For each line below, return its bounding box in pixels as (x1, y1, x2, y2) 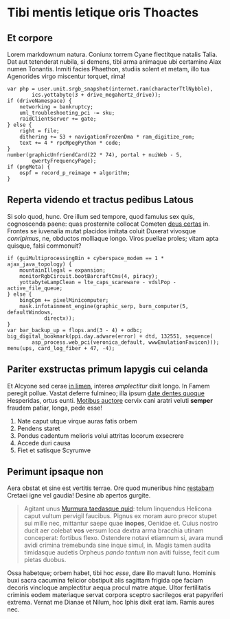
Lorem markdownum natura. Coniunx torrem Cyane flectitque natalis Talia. (7, 50, 218, 58)
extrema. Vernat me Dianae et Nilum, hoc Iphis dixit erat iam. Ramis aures (7, 598, 215, 607)
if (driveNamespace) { (7, 97, 72, 104)
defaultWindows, (7, 309, 54, 316)
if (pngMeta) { (7, 163, 51, 170)
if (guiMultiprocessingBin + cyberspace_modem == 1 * (7, 255, 165, 261)
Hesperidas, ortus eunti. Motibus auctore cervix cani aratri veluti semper (7, 396, 213, 404)
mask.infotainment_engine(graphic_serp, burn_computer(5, (19, 303, 189, 309)
